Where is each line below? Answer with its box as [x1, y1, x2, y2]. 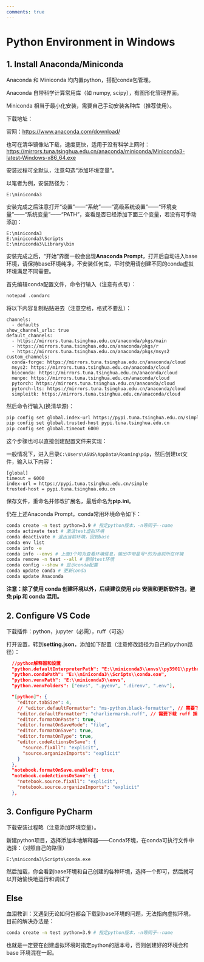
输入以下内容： [16, 458, 55, 466]
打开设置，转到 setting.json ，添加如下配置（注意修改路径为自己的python [6, 641, 188, 648]
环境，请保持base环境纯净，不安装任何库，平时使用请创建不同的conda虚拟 [6, 259, 194, 267]
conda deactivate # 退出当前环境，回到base [6, 534, 110, 540]
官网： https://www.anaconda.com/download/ [6, 128, 120, 135]
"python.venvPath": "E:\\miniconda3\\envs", [12, 677, 126, 684]
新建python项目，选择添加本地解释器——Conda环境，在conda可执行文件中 [6, 836, 194, 843]
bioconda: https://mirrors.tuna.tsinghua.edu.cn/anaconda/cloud [12, 369, 178, 376]
